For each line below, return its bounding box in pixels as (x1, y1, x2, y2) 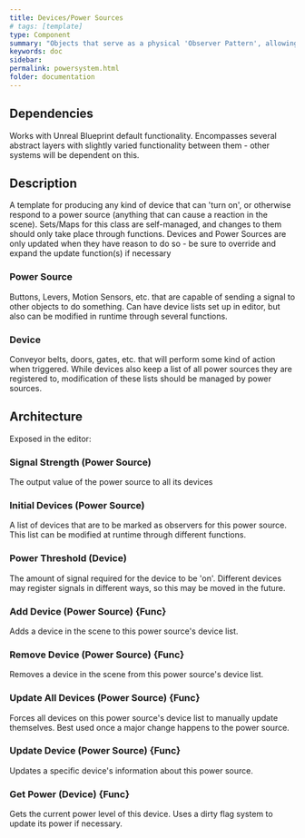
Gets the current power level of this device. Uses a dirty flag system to (9, 809, 274, 820)
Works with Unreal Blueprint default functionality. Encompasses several (9, 130, 277, 141)
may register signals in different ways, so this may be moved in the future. (9, 582, 286, 593)
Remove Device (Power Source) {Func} (9, 648, 185, 661)
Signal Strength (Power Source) (9, 456, 152, 468)
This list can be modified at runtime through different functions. (9, 529, 247, 540)
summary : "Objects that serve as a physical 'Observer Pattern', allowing (9, 38, 299, 48)
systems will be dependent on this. (9, 149, 140, 160)
